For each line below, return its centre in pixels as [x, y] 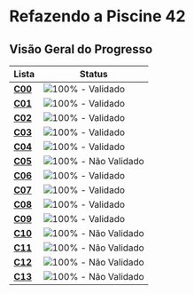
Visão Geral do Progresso [81, 49]
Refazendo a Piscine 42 [97, 16]
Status [93, 74]
